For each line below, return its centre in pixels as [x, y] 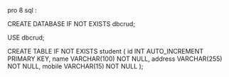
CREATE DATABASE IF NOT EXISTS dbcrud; [71, 24]
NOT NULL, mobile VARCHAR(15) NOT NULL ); [75, 66]
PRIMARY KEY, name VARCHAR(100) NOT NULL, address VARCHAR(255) [115, 59]
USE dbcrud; [26, 37]
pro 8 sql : [22, 10]
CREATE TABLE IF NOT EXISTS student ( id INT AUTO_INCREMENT [106, 51]
